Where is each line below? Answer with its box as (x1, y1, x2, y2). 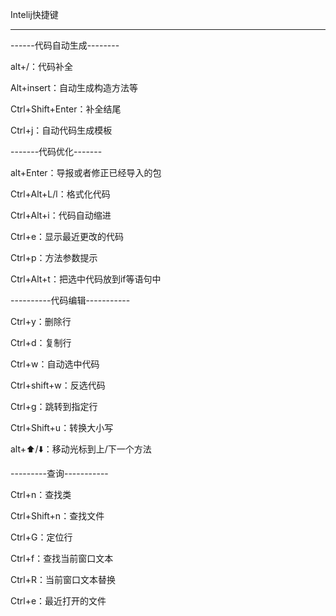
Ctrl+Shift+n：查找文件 (10, 510, 105, 522)
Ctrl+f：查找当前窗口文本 (10, 553, 114, 564)
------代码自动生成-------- (10, 39, 120, 51)
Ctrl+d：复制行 (10, 337, 72, 348)
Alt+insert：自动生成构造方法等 (10, 82, 139, 93)
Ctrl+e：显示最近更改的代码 (10, 231, 125, 242)
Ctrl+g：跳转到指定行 (10, 401, 98, 412)
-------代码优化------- (10, 146, 103, 157)
